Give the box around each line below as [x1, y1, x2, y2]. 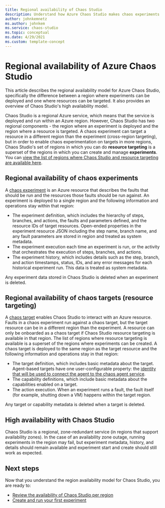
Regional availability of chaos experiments [5, 174, 138, 182]
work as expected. [5, 450, 43, 456]
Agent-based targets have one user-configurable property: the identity [12, 366, 156, 372]
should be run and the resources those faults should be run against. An [5, 192, 149, 198]
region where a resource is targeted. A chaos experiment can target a [5, 128, 146, 134]
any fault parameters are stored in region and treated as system [12, 233, 142, 239]
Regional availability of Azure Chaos [5, 60, 157, 71]
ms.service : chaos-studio [5, 26, 58, 31]
